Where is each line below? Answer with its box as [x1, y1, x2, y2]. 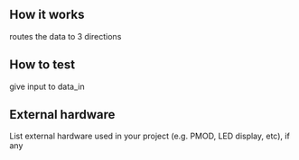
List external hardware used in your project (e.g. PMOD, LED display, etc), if [9, 130, 291, 142]
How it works [9, 7, 85, 22]
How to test [9, 58, 75, 73]
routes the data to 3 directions [9, 31, 122, 41]
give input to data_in [9, 81, 85, 92]
